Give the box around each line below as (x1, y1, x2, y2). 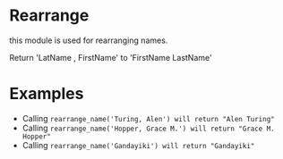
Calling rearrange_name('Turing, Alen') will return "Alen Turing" (21, 113, 275, 123)
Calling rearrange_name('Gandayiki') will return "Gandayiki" (21, 139, 255, 150)
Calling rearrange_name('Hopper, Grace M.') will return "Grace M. (21, 122, 275, 133)
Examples (9, 84, 84, 104)
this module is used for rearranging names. (9, 35, 168, 46)
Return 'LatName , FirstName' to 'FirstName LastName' (9, 52, 212, 63)
